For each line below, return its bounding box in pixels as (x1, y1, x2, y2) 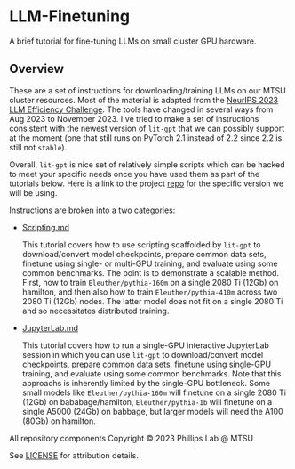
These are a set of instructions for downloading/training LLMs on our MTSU (9, 85, 286, 95)
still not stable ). (9, 142, 68, 152)
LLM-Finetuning (9, 6, 131, 27)
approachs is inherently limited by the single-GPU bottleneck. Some (21, 377, 271, 388)
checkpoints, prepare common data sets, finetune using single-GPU (21, 359, 272, 369)
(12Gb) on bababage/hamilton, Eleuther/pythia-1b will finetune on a (21, 396, 273, 407)
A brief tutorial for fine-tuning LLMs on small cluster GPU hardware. (9, 36, 257, 46)
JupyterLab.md (21, 322, 78, 333)
